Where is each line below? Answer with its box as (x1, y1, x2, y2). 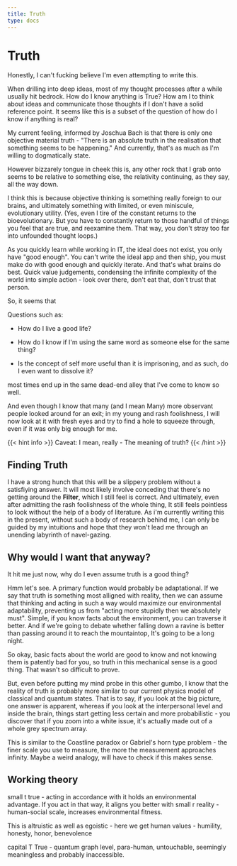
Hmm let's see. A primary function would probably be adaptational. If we (7, 583, 219, 593)
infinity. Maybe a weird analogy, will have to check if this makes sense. (7, 753, 214, 762)
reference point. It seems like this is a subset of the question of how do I (7, 107, 218, 116)
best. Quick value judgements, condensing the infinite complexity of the (7, 268, 217, 277)
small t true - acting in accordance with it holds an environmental (7, 792, 197, 801)
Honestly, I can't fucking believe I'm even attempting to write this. (7, 71, 198, 80)
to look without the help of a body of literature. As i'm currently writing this (7, 508, 225, 517)
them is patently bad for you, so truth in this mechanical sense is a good (7, 658, 218, 667)
